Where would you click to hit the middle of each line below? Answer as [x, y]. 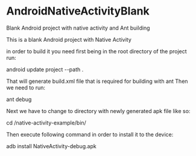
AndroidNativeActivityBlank [78, 11]
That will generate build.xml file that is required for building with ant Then [97, 81]
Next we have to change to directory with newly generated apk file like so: [98, 111]
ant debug [19, 99]
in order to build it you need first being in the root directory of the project [96, 51]
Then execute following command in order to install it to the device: [90, 134]
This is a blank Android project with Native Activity [69, 39]
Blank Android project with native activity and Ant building [78, 28]
